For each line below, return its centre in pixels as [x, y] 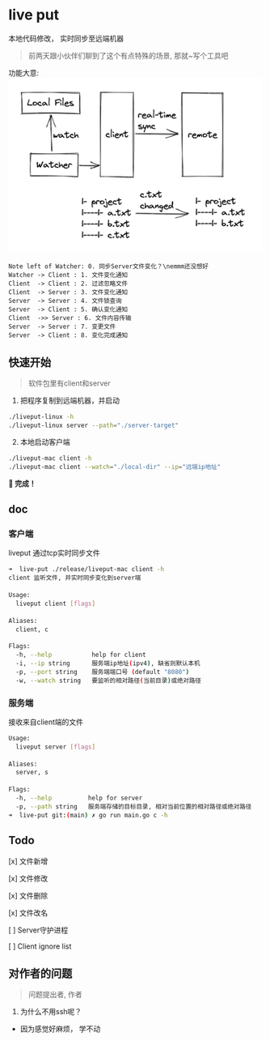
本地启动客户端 [45, 442]
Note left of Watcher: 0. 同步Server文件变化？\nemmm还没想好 [108, 267]
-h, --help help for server [79, 798]
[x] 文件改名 [28, 912]
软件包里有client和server [69, 383]
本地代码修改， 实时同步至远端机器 [66, 38]
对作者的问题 [40, 973]
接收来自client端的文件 [46, 722]
